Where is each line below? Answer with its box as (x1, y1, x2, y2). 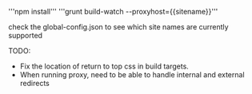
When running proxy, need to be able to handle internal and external (19, 70, 246, 79)
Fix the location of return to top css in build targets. (19, 61, 190, 71)
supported (8, 31, 42, 40)
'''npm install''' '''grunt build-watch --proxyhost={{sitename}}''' (8, 7, 218, 16)
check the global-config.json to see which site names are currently (8, 22, 230, 31)
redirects (19, 79, 50, 88)
